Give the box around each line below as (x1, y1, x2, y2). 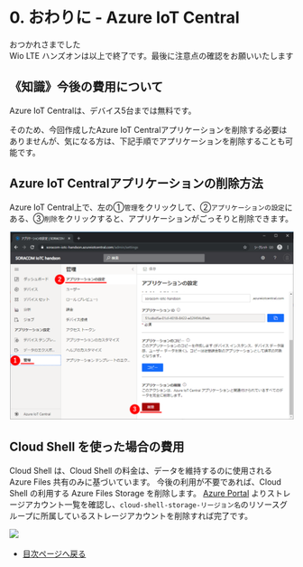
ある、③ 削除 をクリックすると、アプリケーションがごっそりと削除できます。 (9, 213, 294, 223)
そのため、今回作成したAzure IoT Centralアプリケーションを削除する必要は (9, 124, 288, 135)
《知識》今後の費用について (9, 80, 164, 95)
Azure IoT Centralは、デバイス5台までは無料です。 (9, 105, 197, 116)
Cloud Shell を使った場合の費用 (9, 439, 185, 455)
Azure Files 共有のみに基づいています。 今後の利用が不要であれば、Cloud (9, 476, 282, 487)
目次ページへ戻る (22, 548, 87, 559)
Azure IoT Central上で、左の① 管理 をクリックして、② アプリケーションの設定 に (9, 202, 293, 213)
